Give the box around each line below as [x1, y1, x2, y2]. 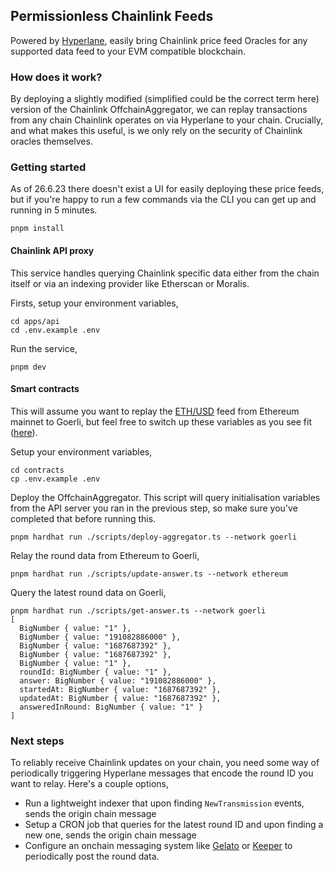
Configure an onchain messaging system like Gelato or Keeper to [24, 840, 293, 852]
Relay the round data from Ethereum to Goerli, [10, 549, 200, 561]
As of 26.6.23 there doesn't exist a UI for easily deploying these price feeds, [10, 183, 325, 195]
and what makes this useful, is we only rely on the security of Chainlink [10, 125, 303, 137]
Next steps [10, 734, 65, 748]
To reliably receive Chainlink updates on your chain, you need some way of [10, 757, 320, 769]
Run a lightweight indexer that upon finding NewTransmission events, [24, 797, 305, 809]
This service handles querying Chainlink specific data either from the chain [10, 267, 320, 279]
